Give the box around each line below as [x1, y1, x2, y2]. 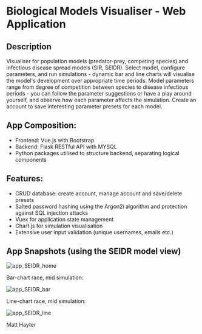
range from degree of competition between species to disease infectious [6, 83, 189, 91]
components [15, 156, 47, 163]
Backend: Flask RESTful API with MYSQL [15, 143, 117, 150]
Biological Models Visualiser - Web [6, 4, 186, 18]
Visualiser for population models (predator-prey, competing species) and [6, 58, 189, 64]
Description [6, 41, 52, 52]
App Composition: [6, 120, 77, 131]
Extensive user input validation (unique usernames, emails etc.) [15, 228, 174, 235]
